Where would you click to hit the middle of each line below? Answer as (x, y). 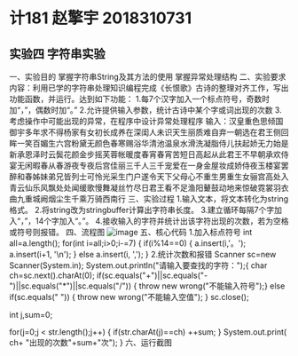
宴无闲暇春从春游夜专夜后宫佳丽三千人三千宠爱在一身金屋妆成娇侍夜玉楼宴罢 (149, 166)
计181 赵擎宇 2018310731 (101, 18)
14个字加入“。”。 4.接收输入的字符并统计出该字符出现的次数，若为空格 (162, 221)
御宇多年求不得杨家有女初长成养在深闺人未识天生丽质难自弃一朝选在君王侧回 (149, 132)
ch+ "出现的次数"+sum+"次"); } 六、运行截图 (91, 342)
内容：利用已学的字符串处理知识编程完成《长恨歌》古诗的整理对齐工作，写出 (149, 88)
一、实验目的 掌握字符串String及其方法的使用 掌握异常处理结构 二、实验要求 (148, 77)
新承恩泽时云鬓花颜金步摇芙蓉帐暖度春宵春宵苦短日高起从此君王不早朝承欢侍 (149, 154)
